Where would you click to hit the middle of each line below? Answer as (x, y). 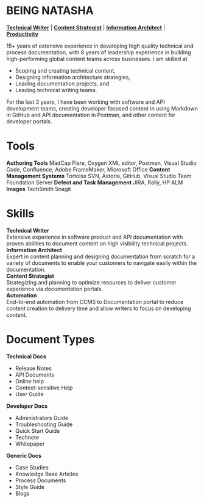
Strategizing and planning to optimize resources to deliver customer (91, 282)
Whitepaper (30, 444)
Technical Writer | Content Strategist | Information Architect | (86, 27)
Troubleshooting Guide (44, 424)
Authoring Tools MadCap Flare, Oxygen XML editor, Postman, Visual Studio (101, 163)
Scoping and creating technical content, (65, 70)
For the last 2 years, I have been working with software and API (86, 102)
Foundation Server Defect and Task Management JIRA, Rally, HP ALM (95, 182)
